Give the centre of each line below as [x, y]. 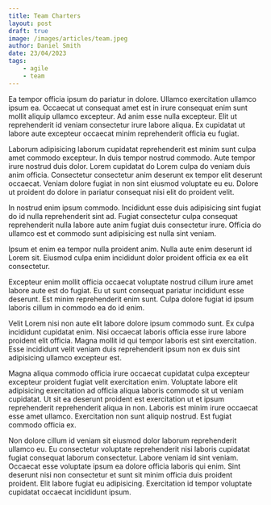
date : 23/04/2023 [38, 53]
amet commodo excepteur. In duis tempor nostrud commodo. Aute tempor [132, 158]
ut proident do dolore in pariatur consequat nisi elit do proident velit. [121, 191]
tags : [17, 61]
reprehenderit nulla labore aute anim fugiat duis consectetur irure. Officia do [135, 225]
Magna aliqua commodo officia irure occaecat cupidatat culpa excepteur [129, 373]
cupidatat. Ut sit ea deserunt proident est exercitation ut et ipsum [116, 399]
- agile [35, 69]
